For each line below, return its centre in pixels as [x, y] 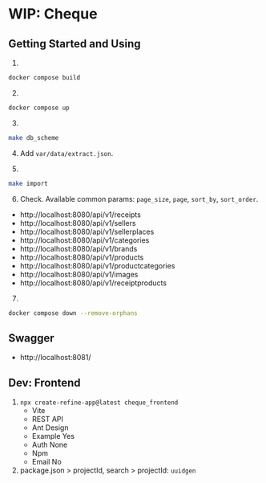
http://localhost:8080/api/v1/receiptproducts [93, 283]
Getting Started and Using [75, 44]
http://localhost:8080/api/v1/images [79, 274]
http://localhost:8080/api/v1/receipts [81, 215]
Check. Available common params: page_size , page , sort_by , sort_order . [139, 199]
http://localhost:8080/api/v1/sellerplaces [87, 231]
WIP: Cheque [53, 14]
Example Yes [53, 436]
